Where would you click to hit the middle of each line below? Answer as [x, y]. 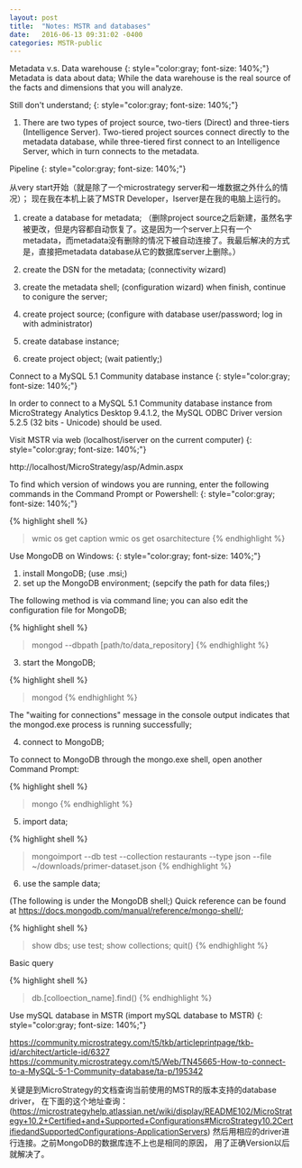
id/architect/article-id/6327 [59, 1053]
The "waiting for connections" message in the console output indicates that [150, 715]
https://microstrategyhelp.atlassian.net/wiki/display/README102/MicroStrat [152, 1111]
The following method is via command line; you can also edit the [129, 601]
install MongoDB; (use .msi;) [75, 574]
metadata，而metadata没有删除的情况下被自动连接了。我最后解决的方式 [156, 241]
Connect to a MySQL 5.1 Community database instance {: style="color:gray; [150, 376]
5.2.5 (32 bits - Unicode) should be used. [86, 423]
